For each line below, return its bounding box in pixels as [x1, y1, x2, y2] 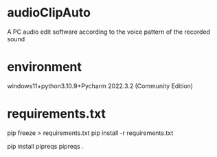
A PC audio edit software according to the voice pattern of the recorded [7, 28, 211, 36]
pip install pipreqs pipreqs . [7, 142, 84, 150]
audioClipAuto [7, 5, 91, 21]
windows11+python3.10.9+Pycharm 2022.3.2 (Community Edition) [7, 81, 194, 90]
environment [7, 59, 82, 75]
